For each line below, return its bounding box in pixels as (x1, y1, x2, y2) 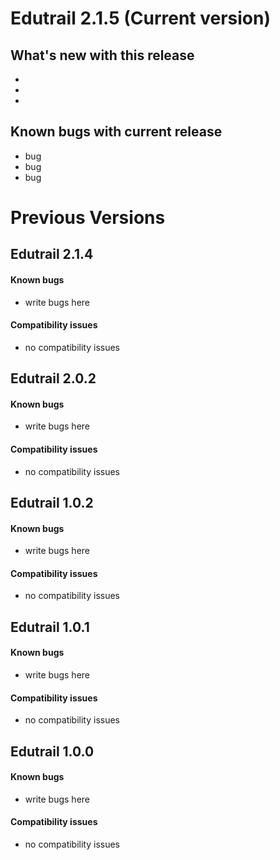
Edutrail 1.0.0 (10, 743, 95, 760)
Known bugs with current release (10, 123, 223, 141)
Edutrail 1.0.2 (10, 494, 94, 511)
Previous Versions (10, 207, 166, 229)
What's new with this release (10, 47, 195, 64)
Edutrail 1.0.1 (10, 618, 90, 636)
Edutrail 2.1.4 (10, 246, 94, 263)
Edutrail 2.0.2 (10, 370, 97, 387)
